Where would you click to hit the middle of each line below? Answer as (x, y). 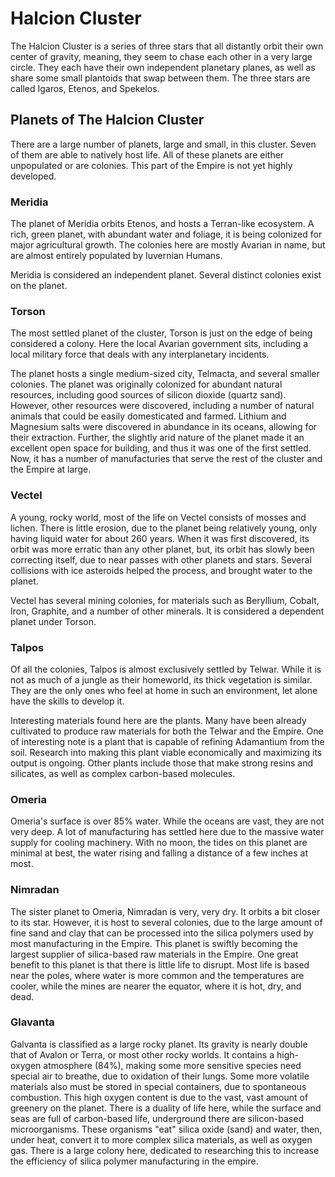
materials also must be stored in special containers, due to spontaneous (158, 1086)
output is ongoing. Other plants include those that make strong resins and (162, 763)
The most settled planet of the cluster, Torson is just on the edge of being (161, 333)
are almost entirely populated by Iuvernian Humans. (116, 256)
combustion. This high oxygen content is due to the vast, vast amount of (159, 1097)
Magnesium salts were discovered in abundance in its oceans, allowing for (164, 427)
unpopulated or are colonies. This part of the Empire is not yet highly (151, 165)
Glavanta (32, 1022)
